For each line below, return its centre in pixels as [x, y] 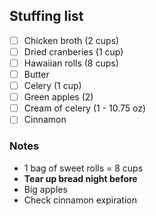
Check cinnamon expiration [80, 200]
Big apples [45, 189]
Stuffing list [46, 16]
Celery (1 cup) [52, 86]
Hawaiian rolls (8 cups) [71, 63]
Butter [36, 74]
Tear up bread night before [80, 178]
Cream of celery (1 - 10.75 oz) [85, 108]
